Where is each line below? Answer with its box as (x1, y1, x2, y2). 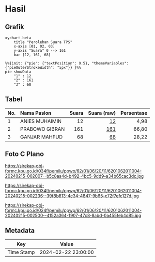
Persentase (120, 109, 148, 116)
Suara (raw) (88, 109, 116, 116)
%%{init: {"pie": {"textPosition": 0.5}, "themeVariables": (5, 61, 129, 66)
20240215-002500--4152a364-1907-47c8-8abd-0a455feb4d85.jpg (5, 212, 141, 218)
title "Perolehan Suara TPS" (14, 40, 73, 45)
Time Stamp (7, 249, 35, 256)
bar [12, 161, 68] (14, 52, 51, 57)
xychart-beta (5, 35, 31, 40)
